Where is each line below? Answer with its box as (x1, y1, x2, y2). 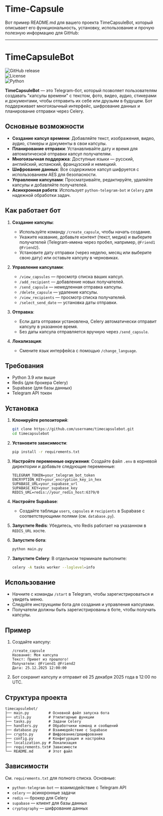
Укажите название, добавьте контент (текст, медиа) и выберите (19, 234, 152, 240)
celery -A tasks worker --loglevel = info (12, 564, 95, 570)
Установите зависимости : (12, 440, 68, 446)
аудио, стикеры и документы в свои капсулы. (12, 140, 107, 146)
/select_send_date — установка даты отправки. (19, 299, 118, 305)
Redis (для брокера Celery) (12, 380, 68, 386)
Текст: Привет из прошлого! (12, 657, 69, 662)
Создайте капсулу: (12, 639, 51, 645)
